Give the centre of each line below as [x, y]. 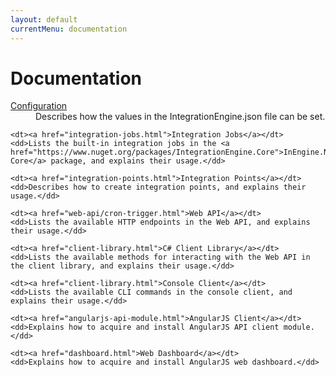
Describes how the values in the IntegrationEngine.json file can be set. [180, 117]
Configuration [39, 106]
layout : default [44, 19]
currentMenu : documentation [69, 29]
